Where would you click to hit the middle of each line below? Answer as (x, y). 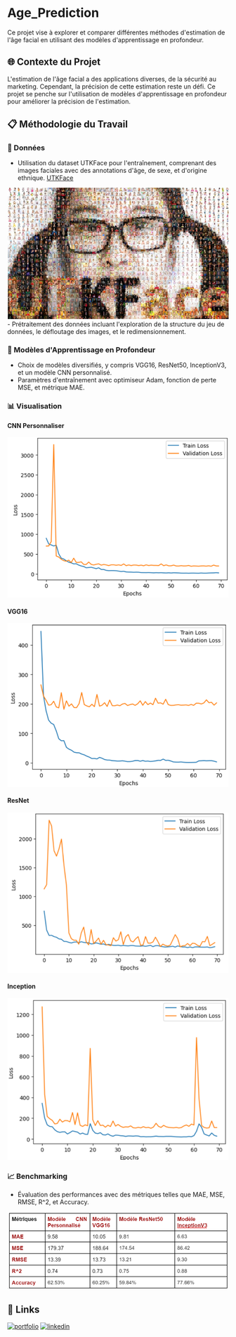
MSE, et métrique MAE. (51, 387)
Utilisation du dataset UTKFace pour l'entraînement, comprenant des (117, 163)
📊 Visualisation (34, 406)
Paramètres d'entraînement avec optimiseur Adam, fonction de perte (117, 380)
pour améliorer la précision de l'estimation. (69, 101)
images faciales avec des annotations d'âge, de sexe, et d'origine (112, 171)
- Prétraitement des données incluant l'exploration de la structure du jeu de (116, 324)
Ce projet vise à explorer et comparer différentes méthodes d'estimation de (116, 32)
